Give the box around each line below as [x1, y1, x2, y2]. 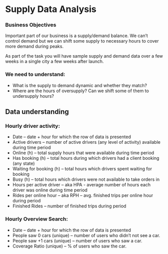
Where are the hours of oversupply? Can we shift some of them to [12, 88, 149, 94]
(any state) [12, 160, 35, 166]
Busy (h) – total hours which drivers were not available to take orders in [12, 176, 159, 182]
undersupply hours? [12, 93, 54, 99]
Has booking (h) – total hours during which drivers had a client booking [12, 155, 159, 161]
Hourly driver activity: [5, 123, 60, 130]
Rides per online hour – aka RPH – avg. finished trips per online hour [12, 192, 153, 198]
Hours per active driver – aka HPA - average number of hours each [12, 182, 151, 188]
